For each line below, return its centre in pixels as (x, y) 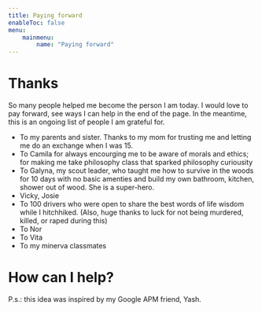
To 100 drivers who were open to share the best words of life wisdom (132, 204)
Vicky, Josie (39, 196)
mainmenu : (39, 37)
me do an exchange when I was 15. (76, 145)
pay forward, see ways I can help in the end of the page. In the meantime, (128, 114)
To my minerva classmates (63, 246)
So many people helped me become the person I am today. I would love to (128, 105)
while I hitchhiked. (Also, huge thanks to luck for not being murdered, (131, 212)
